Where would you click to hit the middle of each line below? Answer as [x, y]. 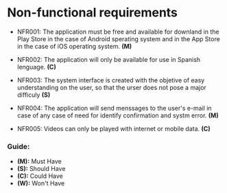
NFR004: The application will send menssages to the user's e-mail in [114, 108]
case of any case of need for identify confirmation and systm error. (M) [118, 115]
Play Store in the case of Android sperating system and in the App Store [119, 38]
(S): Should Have [41, 169]
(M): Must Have [39, 161]
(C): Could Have [40, 176]
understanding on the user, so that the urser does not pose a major [112, 87]
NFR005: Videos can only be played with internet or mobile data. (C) [113, 128]
